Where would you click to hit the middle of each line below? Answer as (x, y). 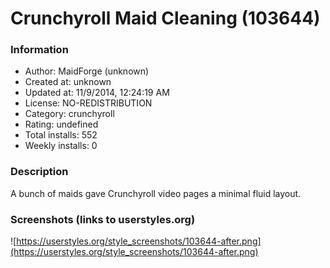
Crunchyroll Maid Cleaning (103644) (165, 18)
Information (39, 50)
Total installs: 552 (61, 135)
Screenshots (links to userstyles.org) (103, 219)
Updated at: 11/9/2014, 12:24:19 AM (97, 93)
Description (39, 172)
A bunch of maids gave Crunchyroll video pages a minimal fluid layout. (156, 193)
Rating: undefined (61, 124)
